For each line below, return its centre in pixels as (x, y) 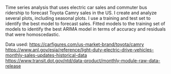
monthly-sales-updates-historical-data (46, 55)
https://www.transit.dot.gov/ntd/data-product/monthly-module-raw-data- (83, 60)
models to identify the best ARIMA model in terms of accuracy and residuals (85, 29)
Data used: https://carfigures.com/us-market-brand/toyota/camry (75, 44)
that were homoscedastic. (33, 34)
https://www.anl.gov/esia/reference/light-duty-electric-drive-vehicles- (80, 50)
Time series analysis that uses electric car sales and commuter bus (76, 7)
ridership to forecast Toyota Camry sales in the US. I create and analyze (81, 13)
